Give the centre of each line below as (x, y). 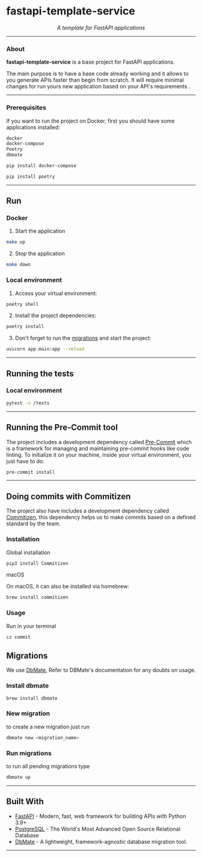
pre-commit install (31, 472)
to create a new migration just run (48, 727)
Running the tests (40, 374)
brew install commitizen (37, 597)
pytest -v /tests (28, 403)
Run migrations (29, 753)
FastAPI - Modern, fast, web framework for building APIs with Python (100, 816)
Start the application (40, 231)
